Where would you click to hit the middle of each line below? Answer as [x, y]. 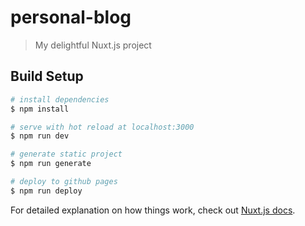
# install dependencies [60, 99]
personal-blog [71, 17]
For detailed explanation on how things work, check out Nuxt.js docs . [153, 210]
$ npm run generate [51, 164]
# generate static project [66, 154]
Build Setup [47, 76]
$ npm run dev [40, 136]
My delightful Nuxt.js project [93, 45]
